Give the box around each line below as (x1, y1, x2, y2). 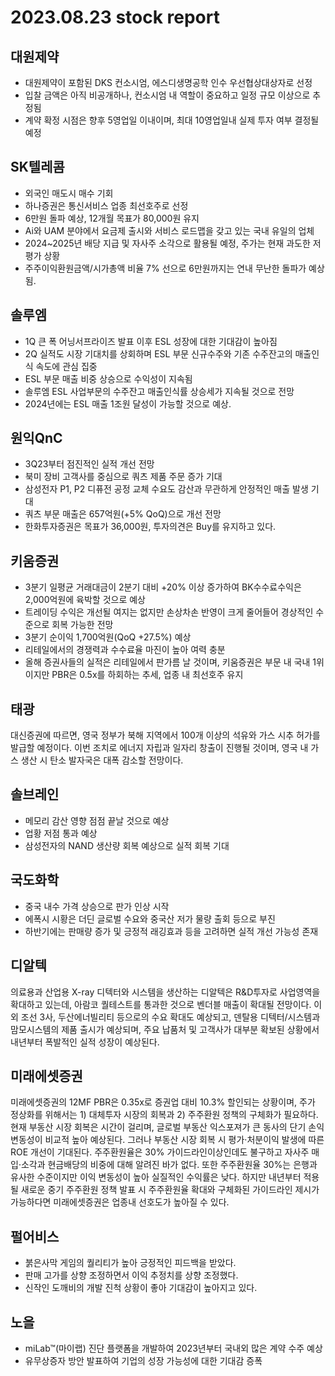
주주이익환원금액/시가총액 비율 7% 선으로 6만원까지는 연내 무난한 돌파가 (24, 262, 307, 274)
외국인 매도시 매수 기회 (24, 187, 114, 199)
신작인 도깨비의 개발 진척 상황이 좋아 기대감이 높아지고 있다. (24, 1282, 258, 1294)
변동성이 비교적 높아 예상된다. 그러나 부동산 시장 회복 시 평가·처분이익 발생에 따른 (10, 1134, 325, 1146)
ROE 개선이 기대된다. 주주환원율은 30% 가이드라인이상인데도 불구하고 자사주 (10, 1146, 310, 1158)
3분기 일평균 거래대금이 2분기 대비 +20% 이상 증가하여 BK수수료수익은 (24, 581, 302, 593)
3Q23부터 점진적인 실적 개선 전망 (24, 458, 155, 470)
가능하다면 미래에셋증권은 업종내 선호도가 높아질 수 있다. (10, 1196, 230, 1208)
